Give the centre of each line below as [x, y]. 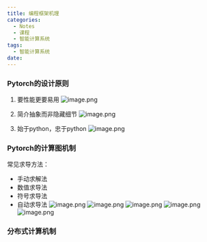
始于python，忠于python [52, 129]
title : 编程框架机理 [33, 13]
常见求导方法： [28, 165]
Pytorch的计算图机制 [42, 148]
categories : [24, 20]
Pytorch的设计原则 [38, 83]
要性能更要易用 [38, 99]
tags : [15, 45]
